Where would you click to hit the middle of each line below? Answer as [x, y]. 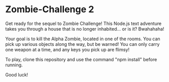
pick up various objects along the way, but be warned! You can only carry [82, 44]
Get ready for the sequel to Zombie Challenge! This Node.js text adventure [83, 23]
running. [14, 65]
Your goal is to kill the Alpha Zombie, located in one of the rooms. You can [83, 39]
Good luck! [17, 74]
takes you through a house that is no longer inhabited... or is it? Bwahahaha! [85, 29]
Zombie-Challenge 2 [50, 9]
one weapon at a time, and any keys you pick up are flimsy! [67, 49]
